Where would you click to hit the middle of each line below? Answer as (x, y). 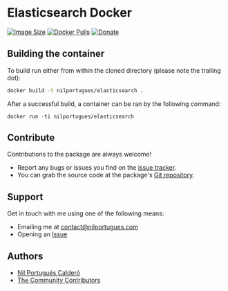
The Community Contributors (59, 280)
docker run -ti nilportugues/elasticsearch (71, 116)
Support (25, 196)
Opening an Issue (42, 234)
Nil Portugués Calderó (49, 273)
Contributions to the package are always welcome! (79, 155)
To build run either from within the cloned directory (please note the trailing (114, 70)
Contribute (31, 138)
